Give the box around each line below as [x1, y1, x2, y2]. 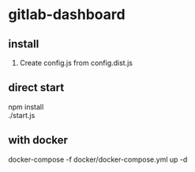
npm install [8, 101, 44, 112]
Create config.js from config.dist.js [19, 58, 133, 67]
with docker [8, 133, 69, 147]
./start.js [8, 110, 36, 120]
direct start [8, 81, 65, 94]
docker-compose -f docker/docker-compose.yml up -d [8, 155, 188, 164]
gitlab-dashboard [8, 6, 126, 24]
